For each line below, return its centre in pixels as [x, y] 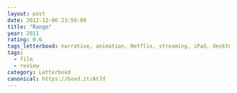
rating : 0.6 [25, 40]
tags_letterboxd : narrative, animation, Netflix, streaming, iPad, [109, 46]
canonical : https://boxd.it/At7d [56, 79]
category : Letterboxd [39, 72]
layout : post [26, 14]
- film [23, 59]
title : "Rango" [30, 27]
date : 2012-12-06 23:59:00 [47, 20]
